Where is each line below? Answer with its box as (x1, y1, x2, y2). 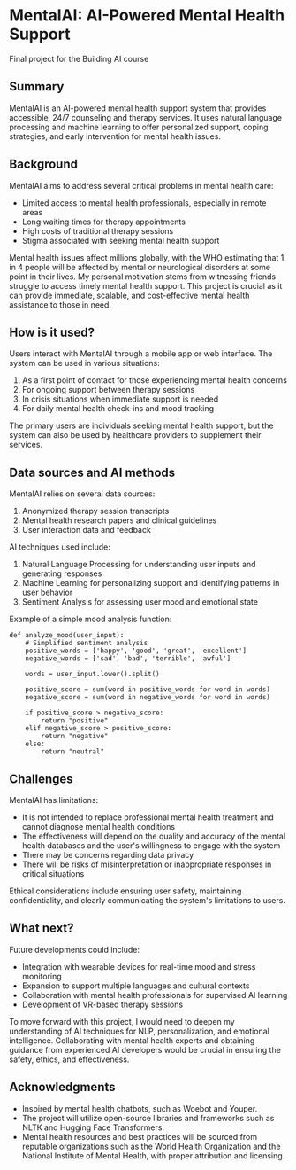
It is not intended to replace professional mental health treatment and (21, 812, 274, 823)
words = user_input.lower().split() (25, 670, 161, 679)
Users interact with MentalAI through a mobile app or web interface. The (9, 348, 273, 359)
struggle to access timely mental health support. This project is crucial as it (9, 280, 283, 291)
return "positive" (41, 716, 109, 725)
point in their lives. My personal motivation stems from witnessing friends (9, 271, 277, 282)
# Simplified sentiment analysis (25, 639, 148, 648)
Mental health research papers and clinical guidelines (21, 515, 217, 526)
